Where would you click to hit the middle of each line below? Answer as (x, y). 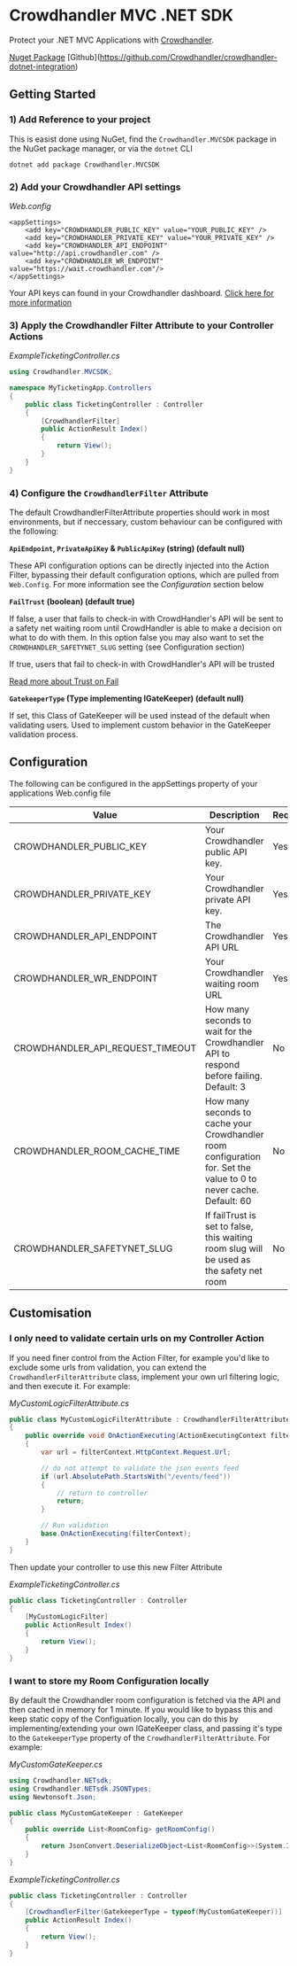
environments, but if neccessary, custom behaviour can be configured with (146, 522)
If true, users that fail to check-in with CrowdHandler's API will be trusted (142, 664)
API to (217, 1053)
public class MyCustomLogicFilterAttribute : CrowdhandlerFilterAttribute (150, 1419)
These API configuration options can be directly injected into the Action (139, 566)
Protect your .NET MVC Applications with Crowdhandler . (112, 40)
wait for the (228, 1031)
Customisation (50, 1313)
